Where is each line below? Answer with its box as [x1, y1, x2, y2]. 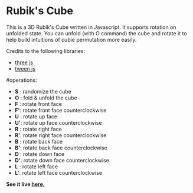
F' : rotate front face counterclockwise [14, 107, 107, 114]
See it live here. [6, 181, 45, 188]
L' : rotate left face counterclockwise [14, 169, 102, 176]
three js [14, 59, 34, 66]
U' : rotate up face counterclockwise [14, 119, 102, 126]
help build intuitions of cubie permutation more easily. [6, 36, 137, 43]
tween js [14, 65, 36, 72]
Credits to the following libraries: [6, 47, 86, 54]
